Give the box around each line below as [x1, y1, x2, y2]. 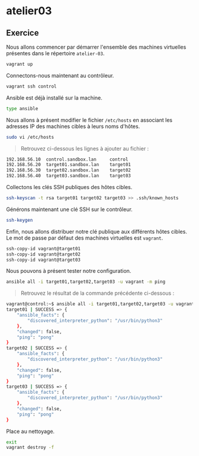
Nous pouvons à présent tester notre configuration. [6, 267, 131, 275]
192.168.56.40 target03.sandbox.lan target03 [6, 173, 131, 179]
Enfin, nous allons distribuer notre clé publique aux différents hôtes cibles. [6, 228, 188, 235]
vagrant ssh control [6, 83, 57, 90]
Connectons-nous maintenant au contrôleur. [6, 72, 114, 79]
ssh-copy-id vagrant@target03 [6, 257, 81, 263]
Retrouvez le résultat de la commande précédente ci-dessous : [20, 289, 175, 297]
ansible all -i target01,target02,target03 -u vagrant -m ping [6, 279, 166, 285]
